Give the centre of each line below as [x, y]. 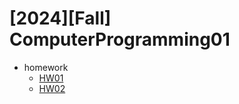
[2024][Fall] [60, 18]
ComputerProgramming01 [120, 39]
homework [46, 67]
